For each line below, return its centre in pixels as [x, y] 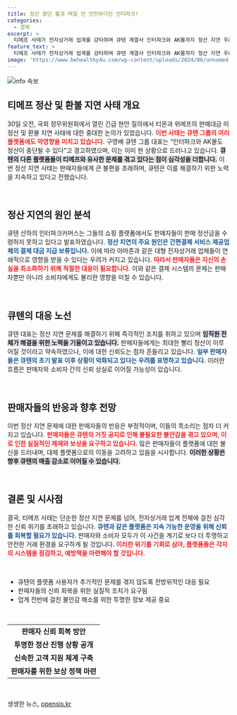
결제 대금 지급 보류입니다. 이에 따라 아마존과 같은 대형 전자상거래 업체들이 [120, 251]
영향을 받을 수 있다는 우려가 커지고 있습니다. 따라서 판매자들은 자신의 [126, 260]
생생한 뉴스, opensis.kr [39, 704]
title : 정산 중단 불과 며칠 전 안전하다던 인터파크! [73, 14]
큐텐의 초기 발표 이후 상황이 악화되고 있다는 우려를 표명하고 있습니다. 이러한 [122, 361]
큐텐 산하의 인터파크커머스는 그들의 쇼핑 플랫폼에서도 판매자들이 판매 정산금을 [114, 233]
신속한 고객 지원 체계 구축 [54, 658]
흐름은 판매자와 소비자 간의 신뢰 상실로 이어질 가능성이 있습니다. [95, 369]
